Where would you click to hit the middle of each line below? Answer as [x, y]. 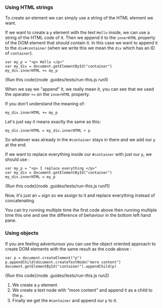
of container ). [19, 53]
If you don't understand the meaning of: [45, 104]
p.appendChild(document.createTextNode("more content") [63, 262]
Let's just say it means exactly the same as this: [53, 122]
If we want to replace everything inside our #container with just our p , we [79, 154]
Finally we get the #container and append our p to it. [65, 300]
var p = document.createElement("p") [43, 258]
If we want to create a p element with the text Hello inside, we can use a [78, 33]
